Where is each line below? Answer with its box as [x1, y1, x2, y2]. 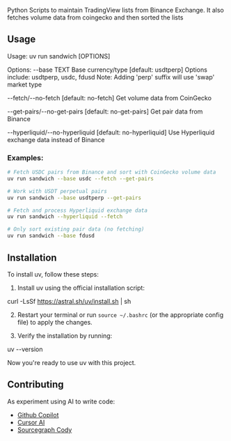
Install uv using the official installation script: [17, 284, 145, 292]
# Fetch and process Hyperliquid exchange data [7, 207, 148, 214]
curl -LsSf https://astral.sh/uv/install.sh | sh [7, 297, 132, 305]
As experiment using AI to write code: [7, 397, 115, 405]
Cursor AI [17, 418, 45, 426]
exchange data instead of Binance [7, 135, 105, 144]
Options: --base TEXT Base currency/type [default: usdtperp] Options [7, 65, 207, 74]
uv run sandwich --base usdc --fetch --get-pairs [7, 175, 154, 182]
